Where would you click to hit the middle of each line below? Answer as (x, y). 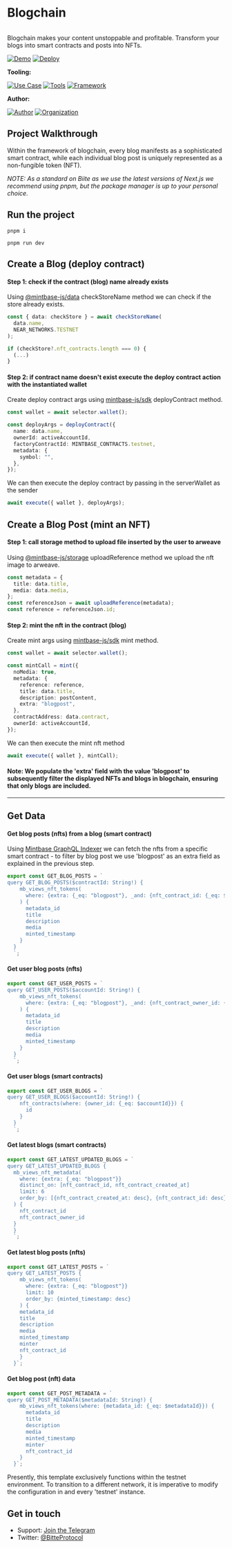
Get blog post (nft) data (41, 1379)
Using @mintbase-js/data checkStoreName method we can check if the (109, 297)
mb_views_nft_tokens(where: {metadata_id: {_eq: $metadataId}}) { (117, 1406)
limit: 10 (39, 1293)
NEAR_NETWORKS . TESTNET (46, 329)
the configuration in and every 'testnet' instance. (76, 1492)
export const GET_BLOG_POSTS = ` (55, 876)
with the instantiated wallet (47, 384)
